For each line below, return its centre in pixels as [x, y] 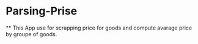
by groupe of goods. [31, 34]
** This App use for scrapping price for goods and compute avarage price [99, 28]
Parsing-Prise [42, 11]
